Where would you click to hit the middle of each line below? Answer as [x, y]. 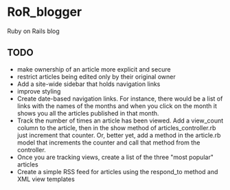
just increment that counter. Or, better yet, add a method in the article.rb [119, 135]
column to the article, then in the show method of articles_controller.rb [116, 127]
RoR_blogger [45, 12]
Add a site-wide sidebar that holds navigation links [89, 84]
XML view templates [46, 179]
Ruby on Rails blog [33, 31]
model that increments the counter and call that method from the [108, 142]
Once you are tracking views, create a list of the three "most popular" [115, 157]
